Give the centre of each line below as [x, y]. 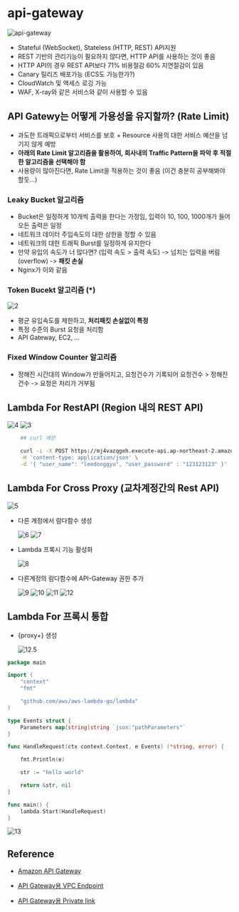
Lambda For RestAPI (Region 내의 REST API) [106, 408]
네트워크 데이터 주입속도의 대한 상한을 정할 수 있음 [87, 234]
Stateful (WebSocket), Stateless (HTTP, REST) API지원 [97, 47]
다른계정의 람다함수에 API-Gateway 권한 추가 [81, 578]
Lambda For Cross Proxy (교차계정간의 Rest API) [113, 488]
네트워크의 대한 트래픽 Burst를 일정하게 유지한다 [84, 243]
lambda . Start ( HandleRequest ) [63, 811]
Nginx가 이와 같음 [42, 270]
